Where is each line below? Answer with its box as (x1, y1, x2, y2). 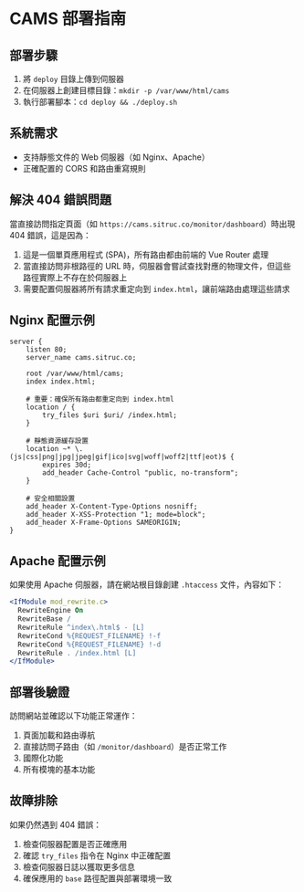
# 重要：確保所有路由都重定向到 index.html (26, 394, 175, 404)
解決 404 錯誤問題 (9, 193, 112, 208)
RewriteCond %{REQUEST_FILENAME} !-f (17, 631, 162, 640)
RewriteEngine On (17, 606, 84, 615)
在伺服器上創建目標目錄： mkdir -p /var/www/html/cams (22, 85, 230, 96)
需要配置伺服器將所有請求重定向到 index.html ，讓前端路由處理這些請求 (22, 283, 290, 294)
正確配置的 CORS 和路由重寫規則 (22, 163, 146, 173)
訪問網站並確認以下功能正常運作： (9, 710, 138, 721)
